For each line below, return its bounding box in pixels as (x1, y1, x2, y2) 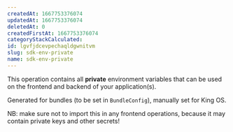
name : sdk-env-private (7, 56, 73, 63)
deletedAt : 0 (7, 23, 45, 30)
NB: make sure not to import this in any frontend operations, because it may (7, 109, 226, 117)
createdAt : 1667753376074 (7, 10, 83, 17)
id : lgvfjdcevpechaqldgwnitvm (7, 43, 96, 50)
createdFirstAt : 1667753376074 (7, 29, 99, 37)
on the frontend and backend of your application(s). (7, 82, 157, 91)
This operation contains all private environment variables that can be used (7, 75, 223, 83)
